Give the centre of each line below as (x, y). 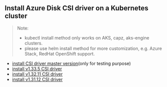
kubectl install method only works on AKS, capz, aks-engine (87, 37)
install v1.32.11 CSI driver (37, 74)
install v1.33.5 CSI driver (37, 68)
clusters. (33, 43)
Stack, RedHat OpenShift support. (60, 53)
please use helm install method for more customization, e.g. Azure (93, 48)
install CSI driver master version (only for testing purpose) (71, 63)
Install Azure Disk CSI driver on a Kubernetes (77, 8)
